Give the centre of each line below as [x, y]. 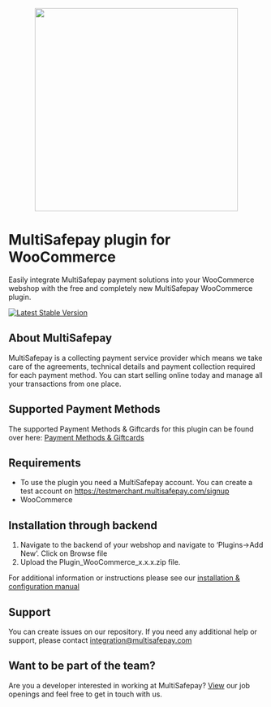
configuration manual [44, 587]
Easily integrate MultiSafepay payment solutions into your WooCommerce [131, 280]
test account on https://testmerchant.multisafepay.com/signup [125, 491]
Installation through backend [83, 525]
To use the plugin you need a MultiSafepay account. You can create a [136, 483]
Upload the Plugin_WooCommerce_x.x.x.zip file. [100, 562]
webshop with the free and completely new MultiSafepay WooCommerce [131, 288]
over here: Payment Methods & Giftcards [76, 437]
